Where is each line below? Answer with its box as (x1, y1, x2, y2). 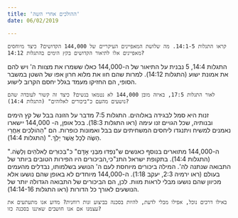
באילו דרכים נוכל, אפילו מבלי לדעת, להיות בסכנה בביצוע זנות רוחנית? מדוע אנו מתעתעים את (7, 198, 227, 206)
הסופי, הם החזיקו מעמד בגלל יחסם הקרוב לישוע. (7, 77, 137, 86)
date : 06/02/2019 (7, 17, 59, 24)
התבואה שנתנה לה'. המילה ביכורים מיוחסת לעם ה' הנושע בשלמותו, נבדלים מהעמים (7, 162, 231, 170)
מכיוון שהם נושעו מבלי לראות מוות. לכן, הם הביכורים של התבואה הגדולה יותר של (7, 177, 222, 185)
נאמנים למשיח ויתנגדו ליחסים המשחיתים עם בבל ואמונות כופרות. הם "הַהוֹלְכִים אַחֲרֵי (7, 126, 232, 134)
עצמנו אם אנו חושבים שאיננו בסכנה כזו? (7, 205, 102, 212)
